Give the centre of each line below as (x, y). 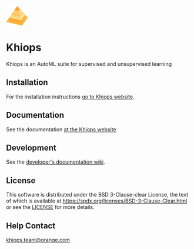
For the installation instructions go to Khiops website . (70, 97)
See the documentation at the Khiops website (61, 129)
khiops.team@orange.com (38, 240)
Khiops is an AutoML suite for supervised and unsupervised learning (89, 64)
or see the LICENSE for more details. (51, 207)
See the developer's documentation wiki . (56, 162)
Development (31, 147)
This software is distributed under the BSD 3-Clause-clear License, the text (97, 195)
